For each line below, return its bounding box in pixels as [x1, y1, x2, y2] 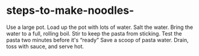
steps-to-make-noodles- [6, 4, 134, 17]
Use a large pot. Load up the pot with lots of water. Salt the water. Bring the [6, 23, 194, 31]
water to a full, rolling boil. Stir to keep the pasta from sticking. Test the [6, 30, 182, 37]
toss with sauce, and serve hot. [6, 43, 84, 50]
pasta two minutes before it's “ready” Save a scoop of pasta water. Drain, [6, 36, 189, 43]
